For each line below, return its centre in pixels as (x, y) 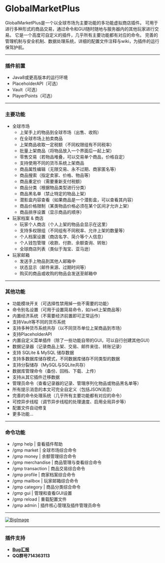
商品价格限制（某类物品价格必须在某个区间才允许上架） (75, 206)
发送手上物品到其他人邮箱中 (48, 261)
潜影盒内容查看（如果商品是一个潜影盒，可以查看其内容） (78, 200)
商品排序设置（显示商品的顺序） (52, 212)
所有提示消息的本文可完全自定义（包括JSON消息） (63, 389)
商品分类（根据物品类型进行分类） (54, 188)
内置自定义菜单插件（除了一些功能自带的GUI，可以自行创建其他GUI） (82, 340)
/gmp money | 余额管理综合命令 (44, 456)
